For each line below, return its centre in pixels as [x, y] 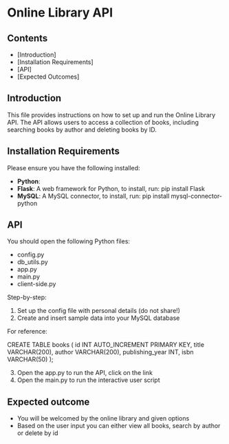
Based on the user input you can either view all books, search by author [119, 426]
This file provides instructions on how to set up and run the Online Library [111, 114]
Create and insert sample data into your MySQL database [98, 318]
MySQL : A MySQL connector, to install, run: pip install [93, 196]
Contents [28, 38]
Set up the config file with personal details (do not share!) [99, 311]
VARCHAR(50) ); [30, 359]
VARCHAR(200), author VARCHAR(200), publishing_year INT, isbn [100, 352]
